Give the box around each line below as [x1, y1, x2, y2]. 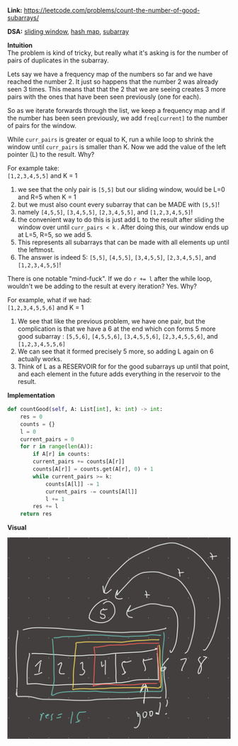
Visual [7, 523, 27, 532]
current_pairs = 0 [20, 436, 74, 443]
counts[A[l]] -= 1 [45, 481, 100, 488]
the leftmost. [17, 246, 55, 254]
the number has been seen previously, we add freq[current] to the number [7, 114, 228, 122]
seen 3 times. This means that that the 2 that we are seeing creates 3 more [7, 85, 227, 93]
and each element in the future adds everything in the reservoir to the [17, 370, 221, 378]
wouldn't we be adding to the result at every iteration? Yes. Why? [7, 282, 197, 290]
